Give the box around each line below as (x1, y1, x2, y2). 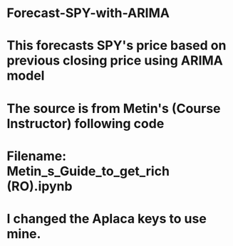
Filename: (6, 148, 67, 164)
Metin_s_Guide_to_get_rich (6, 163, 170, 179)
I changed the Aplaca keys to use (6, 210, 207, 227)
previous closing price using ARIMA (6, 53, 224, 69)
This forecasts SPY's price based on (6, 38, 227, 54)
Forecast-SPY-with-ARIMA (6, 5, 170, 21)
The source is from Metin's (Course (6, 100, 222, 117)
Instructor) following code (6, 115, 165, 132)
